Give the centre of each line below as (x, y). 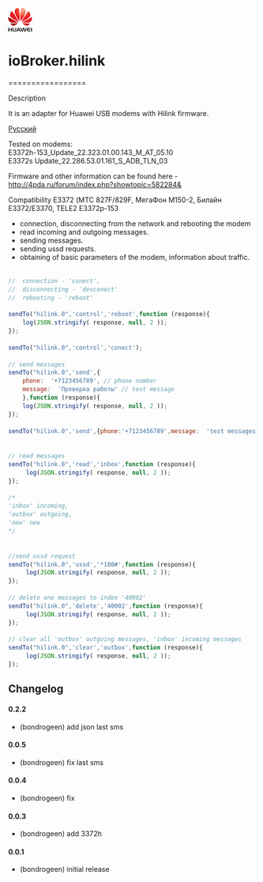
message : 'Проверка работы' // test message (99, 390)
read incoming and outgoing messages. (84, 232)
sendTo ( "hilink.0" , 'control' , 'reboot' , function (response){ (109, 315)
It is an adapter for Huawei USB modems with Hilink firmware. (109, 113)
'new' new (24, 523)
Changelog (36, 689)
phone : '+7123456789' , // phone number (90, 381)
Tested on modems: (41, 144)
